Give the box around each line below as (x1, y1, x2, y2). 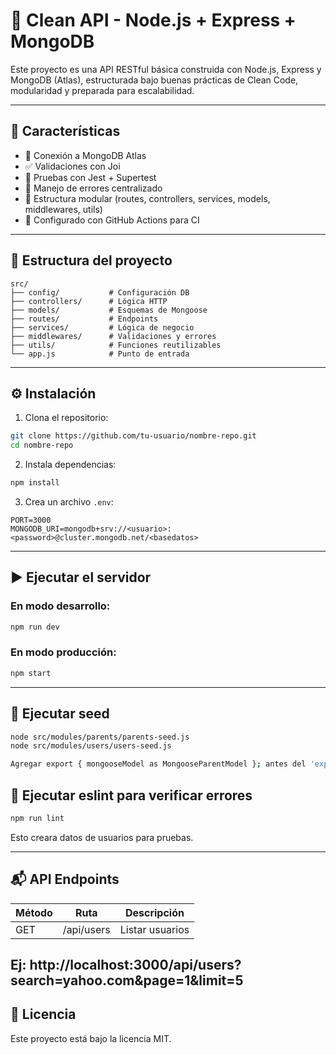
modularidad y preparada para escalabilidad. (10, 84, 195, 96)
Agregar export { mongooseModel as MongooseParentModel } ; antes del (10, 759, 307, 769)
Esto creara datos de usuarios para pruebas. (10, 831, 194, 843)
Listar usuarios (119, 922, 190, 936)
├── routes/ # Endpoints (10, 314, 159, 324)
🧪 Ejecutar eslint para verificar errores (10, 787, 253, 804)
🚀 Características (10, 123, 121, 140)
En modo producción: (10, 645, 117, 659)
